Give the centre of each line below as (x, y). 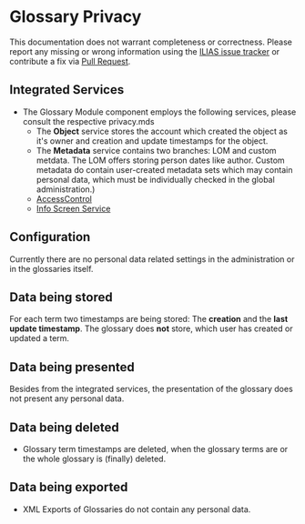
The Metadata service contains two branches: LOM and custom (156, 150)
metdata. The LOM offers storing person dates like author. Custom (160, 160)
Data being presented (72, 367)
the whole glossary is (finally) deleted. (94, 458)
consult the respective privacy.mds (88, 121)
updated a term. (40, 338)
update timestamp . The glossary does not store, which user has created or (151, 328)
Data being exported (69, 487)
